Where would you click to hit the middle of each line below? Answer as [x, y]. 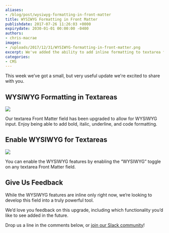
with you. [15, 81]
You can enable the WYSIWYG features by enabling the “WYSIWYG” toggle [83, 161]
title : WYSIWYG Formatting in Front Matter [52, 19]
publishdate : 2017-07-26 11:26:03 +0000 [48, 24]
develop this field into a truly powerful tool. [50, 200]
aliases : [14, 10]
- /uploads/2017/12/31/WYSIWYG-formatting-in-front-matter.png [73, 47]
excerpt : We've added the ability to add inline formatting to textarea [83, 52]
